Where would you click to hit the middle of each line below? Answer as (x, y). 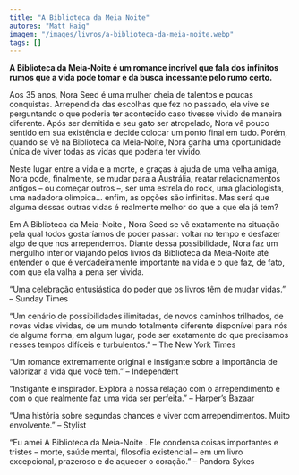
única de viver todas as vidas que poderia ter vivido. (106, 152)
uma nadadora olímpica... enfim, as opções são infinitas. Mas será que (140, 198)
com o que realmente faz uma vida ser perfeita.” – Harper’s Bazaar (132, 398)
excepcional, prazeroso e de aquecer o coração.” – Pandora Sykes (132, 462)
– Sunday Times (39, 299)
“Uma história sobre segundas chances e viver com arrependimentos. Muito (150, 416)
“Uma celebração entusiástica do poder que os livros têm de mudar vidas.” (148, 289)
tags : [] (26, 42)
